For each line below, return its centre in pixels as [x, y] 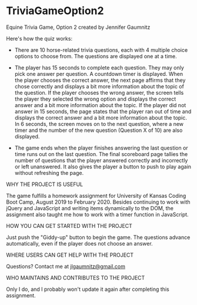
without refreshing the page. [49, 173]
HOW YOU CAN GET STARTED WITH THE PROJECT [69, 226]
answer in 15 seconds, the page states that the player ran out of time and [103, 111]
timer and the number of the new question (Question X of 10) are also [98, 130]
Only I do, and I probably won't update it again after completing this [88, 289]
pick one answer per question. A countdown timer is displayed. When [99, 74]
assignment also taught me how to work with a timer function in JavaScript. [98, 214]
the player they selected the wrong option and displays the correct [95, 99]
